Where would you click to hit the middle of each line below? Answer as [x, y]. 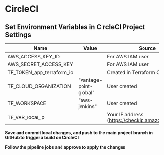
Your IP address [125, 114]
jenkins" [87, 107]
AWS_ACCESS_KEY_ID [34, 56]
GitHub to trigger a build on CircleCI [42, 138]
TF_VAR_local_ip [26, 117]
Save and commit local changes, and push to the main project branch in [79, 132]
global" [86, 92]
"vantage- [90, 80]
